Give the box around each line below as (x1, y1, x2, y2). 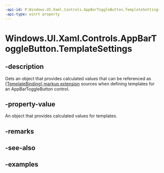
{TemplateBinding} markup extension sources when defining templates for (5, 81, 155, 86)
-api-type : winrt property (5, 12, 60, 17)
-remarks (5, 127, 34, 135)
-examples (5, 160, 39, 169)
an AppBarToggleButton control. (5, 86, 70, 92)
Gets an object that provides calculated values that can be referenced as (5, 75, 151, 81)
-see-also (5, 144, 36, 152)
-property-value (5, 100, 56, 108)
